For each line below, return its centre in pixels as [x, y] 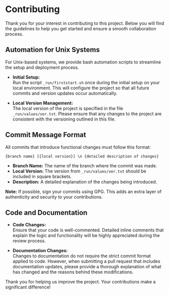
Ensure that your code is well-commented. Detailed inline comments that [88, 230]
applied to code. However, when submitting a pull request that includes [86, 261]
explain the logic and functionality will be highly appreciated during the [86, 235]
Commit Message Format [46, 135]
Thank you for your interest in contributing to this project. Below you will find [85, 23]
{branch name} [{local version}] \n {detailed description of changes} [82, 156]
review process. [29, 241]
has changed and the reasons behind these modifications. [73, 272]
